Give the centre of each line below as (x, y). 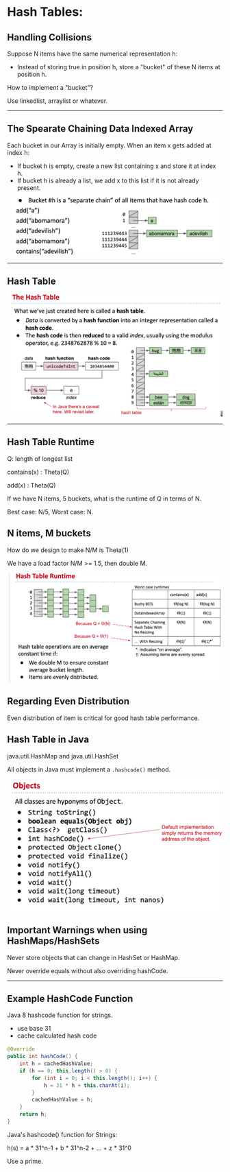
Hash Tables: (45, 12)
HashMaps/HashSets (53, 941)
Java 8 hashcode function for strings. (60, 1015)
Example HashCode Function (70, 998)
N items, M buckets (49, 533)
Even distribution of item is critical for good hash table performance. (103, 718)
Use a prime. (25, 1161)
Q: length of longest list (40, 458)
